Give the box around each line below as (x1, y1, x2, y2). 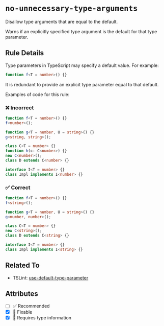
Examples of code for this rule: (5, 91, 70, 98)
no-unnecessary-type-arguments (5, 4, 138, 13)
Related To (5, 261, 40, 270)
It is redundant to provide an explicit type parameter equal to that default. (5, 81, 159, 87)
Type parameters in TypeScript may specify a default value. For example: (5, 62, 159, 68)
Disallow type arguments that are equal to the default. (5, 18, 118, 25)
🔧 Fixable (12, 309, 33, 315)
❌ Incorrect (5, 104, 34, 111)
